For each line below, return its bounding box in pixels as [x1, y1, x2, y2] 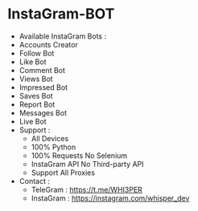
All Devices [31, 133, 69, 143]
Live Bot [19, 116, 47, 126]
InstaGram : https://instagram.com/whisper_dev [31, 193, 190, 203]
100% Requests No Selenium [31, 150, 128, 160]
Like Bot [19, 57, 47, 67]
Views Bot [19, 74, 53, 83]
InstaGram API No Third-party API [31, 159, 144, 168]
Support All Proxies [31, 168, 96, 177]
